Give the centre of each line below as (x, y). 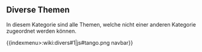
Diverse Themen (38, 10)
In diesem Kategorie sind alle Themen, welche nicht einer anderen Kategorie (101, 24)
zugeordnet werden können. (41, 31)
